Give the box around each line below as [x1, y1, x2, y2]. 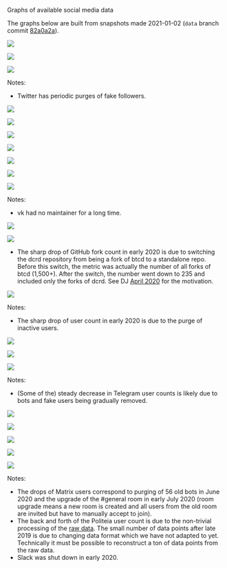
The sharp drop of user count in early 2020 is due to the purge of [17, 316, 203, 325]
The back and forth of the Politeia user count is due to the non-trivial [17, 517, 212, 525]
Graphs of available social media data [7, 6, 113, 14]
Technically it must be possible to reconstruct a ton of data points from [17, 539, 218, 547]
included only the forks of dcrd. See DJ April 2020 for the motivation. [17, 277, 214, 285]
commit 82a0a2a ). [7, 27, 60, 34]
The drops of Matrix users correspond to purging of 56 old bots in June [17, 488, 220, 496]
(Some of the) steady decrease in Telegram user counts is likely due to [17, 389, 218, 397]
